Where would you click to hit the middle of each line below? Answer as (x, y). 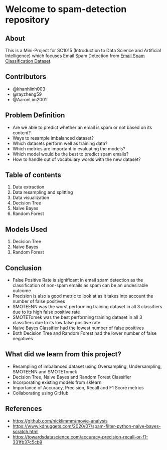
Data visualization (31, 198)
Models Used (26, 229)
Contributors (26, 77)
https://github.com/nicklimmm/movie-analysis (60, 421)
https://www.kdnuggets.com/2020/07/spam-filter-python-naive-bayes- (87, 426)
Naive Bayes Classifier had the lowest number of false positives (78, 328)
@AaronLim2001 (30, 99)
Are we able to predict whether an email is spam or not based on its (82, 127)
